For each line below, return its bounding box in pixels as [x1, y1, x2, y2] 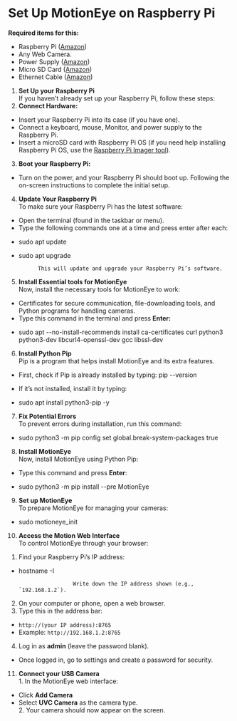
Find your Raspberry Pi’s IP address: [18, 552, 125, 561]
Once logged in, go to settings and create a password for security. [18, 655, 213, 664]
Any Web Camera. [18, 50, 72, 58]
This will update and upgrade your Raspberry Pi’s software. [37, 265, 223, 272]
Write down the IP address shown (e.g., [73, 580, 194, 587]
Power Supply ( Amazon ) [18, 57, 90, 66]
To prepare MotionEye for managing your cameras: [18, 504, 169, 512]
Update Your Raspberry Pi [18, 194, 97, 203]
